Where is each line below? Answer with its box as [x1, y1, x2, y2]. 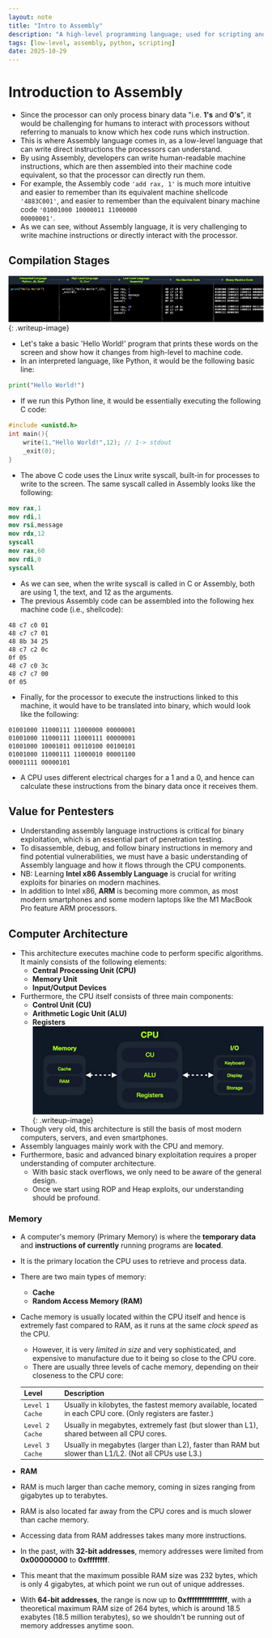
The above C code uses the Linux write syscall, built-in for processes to [19, 470, 261, 480]
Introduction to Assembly [8, 83, 184, 101]
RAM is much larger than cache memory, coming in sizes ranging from [19, 1482, 256, 1492]
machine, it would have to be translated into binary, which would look [19, 701, 251, 710]
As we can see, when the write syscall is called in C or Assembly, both [19, 578, 255, 588]
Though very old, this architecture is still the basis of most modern [19, 1124, 242, 1134]
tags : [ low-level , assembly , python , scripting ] [8, 39, 176, 47]
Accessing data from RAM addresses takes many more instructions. [19, 1531, 247, 1541]
